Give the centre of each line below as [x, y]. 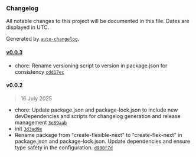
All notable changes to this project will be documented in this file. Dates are [98, 21]
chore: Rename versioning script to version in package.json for [91, 66]
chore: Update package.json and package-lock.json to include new [96, 110]
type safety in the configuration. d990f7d [64, 147]
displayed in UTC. [28, 27]
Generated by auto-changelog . [43, 39]
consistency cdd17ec [40, 71]
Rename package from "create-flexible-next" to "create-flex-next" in [98, 135]
